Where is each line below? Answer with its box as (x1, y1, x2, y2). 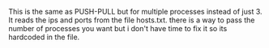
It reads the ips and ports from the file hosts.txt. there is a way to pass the (8, 15, 255, 25)
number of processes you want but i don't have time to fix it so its (8, 24, 228, 33)
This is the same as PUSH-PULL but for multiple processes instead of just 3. (8, 7, 263, 16)
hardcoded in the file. (8, 32, 80, 42)
